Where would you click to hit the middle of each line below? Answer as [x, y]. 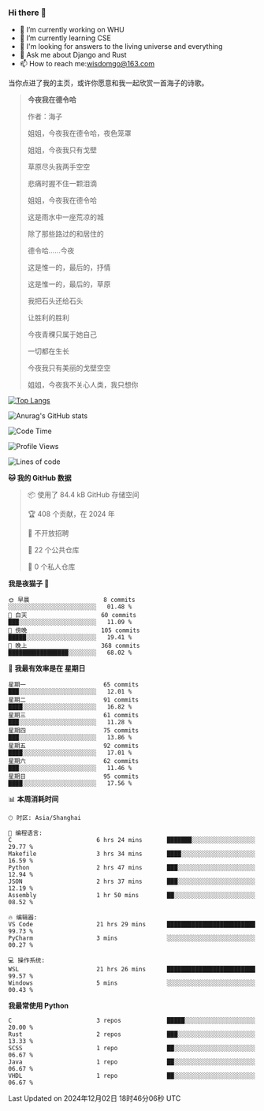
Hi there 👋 [28, 13]
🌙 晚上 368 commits [74, 646]
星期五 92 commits [74, 746]
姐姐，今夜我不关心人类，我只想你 [83, 385]
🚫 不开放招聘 [48, 533]
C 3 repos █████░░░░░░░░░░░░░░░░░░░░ [132, 1021]
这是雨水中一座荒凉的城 [65, 217]
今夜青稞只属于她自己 [62, 335]
